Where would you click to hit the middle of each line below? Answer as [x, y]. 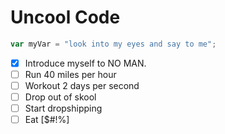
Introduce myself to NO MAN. [85, 63]
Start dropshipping [63, 108]
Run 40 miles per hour [70, 74]
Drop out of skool [60, 97]
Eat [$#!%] [47, 120]
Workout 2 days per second [82, 85]
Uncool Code [65, 17]
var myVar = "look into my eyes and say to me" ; [113, 44]
